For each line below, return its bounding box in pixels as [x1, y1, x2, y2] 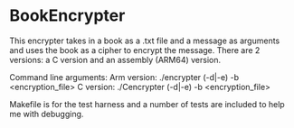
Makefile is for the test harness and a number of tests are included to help [9, 98, 285, 109]
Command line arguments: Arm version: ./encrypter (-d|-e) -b [9, 71, 240, 82]
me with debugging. [9, 108, 84, 119]
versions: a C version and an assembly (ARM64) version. [9, 54, 222, 65]
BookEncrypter [9, 5, 126, 26]
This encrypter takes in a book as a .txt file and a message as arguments [9, 35, 280, 46]
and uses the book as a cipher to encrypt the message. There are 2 [9, 44, 261, 55]
